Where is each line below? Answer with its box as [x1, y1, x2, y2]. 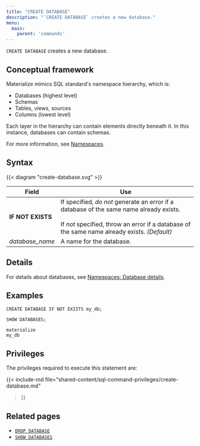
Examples [6, 290, 43, 301]
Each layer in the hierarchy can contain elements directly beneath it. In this [6, 122, 189, 129]
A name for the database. [60, 237, 132, 245]
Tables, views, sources [14, 104, 71, 112]
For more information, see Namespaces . [6, 140, 105, 147]
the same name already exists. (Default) [60, 227, 173, 236]
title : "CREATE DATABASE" [6, 8, 70, 15]
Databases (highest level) [14, 92, 77, 99]
